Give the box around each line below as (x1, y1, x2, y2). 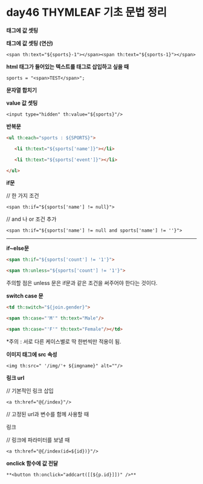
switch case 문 (6, 292, 43, 299)
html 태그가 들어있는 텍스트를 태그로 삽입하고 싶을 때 (6, 63, 129, 70)
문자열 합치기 (6, 86, 37, 94)
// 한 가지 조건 (6, 192, 39, 200)
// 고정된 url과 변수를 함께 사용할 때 (6, 410, 89, 417)
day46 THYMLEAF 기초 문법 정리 (6, 5, 167, 19)
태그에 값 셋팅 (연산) (6, 39, 53, 47)
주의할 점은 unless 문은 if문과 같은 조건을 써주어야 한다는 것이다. (6, 280, 158, 287)
